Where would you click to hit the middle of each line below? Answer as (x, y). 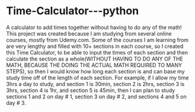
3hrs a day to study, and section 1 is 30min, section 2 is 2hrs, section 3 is (95, 84)
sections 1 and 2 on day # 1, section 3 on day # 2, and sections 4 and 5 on (96, 97)
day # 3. (16, 103)
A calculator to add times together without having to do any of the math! (94, 27)
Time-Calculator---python (73, 11)
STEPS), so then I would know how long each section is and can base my (95, 71)
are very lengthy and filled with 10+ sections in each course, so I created (95, 46)
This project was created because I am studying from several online (89, 33)
